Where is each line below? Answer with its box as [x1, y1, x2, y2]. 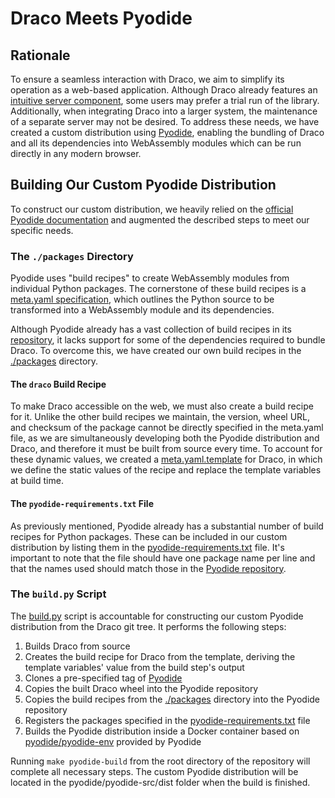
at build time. [10, 475, 64, 487]
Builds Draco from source [24, 640, 131, 652]
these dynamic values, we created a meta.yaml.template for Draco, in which [10, 453, 323, 466]
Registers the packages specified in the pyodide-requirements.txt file [24, 714, 311, 726]
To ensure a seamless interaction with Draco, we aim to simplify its [10, 73, 285, 85]
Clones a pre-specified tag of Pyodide [24, 672, 183, 684]
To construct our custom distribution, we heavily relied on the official [10, 203, 294, 215]
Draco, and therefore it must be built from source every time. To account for [10, 443, 323, 455]
